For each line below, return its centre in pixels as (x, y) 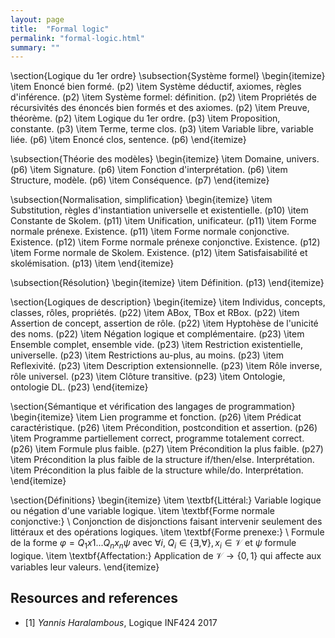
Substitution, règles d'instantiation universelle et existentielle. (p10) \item (159, 210)
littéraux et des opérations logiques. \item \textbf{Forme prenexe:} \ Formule (167, 532)
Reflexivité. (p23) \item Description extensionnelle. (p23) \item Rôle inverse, (166, 366)
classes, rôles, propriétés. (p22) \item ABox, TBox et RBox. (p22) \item (155, 313)
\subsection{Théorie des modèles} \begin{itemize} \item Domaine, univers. (165, 159)
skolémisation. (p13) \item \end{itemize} (92, 263)
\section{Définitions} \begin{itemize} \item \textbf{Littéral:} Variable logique (166, 500)
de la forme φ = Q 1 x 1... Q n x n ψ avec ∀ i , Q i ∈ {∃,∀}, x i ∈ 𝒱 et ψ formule (153, 544)
